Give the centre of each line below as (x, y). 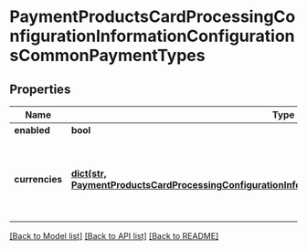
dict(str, (89, 173)
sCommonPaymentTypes (107, 56)
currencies (38, 179)
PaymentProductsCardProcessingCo (153, 17)
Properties (40, 89)
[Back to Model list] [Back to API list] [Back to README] (114, 236)
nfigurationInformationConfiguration (152, 36)
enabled (32, 130)
